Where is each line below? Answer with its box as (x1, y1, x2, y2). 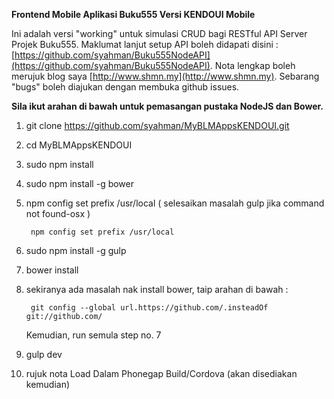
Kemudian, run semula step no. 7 (25, 329, 162, 341)
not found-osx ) (25, 208, 91, 219)
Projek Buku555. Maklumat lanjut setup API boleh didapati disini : (11, 39, 279, 50)
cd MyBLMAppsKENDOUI (25, 139, 133, 151)
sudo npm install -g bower (25, 178, 135, 189)
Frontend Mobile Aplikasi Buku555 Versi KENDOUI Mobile (11, 9, 256, 20)
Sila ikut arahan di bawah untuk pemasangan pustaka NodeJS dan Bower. (11, 100, 324, 112)
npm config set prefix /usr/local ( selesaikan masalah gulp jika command (25, 197, 325, 209)
